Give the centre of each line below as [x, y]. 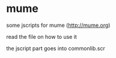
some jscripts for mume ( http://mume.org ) [58, 25]
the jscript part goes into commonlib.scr [56, 48]
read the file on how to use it [41, 36]
